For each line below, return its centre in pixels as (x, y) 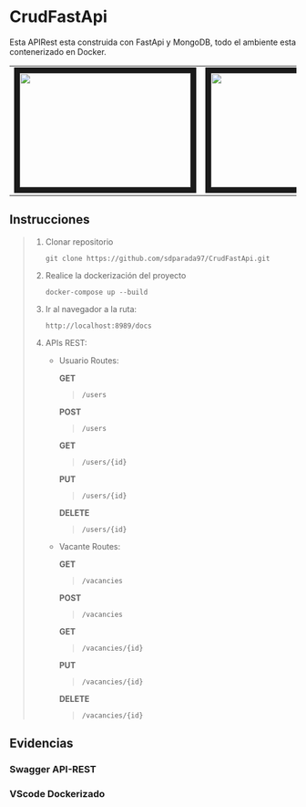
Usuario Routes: (89, 360)
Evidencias (41, 744)
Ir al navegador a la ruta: (91, 309)
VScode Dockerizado (57, 793)
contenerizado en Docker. (58, 51)
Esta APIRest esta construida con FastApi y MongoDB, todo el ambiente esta (153, 42)
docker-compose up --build (97, 292)
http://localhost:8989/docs (98, 326)
